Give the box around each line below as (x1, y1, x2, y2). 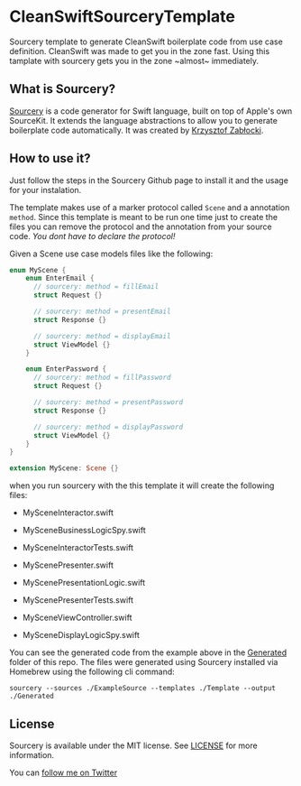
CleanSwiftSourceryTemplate (9, 6, 236, 27)
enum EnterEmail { (25, 273, 95, 283)
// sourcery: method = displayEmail (32, 331, 171, 340)
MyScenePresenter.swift (22, 559, 114, 570)
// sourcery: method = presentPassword (32, 398, 183, 407)
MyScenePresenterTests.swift (22, 595, 133, 606)
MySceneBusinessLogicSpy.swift (22, 525, 146, 536)
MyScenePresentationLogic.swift (22, 578, 146, 588)
